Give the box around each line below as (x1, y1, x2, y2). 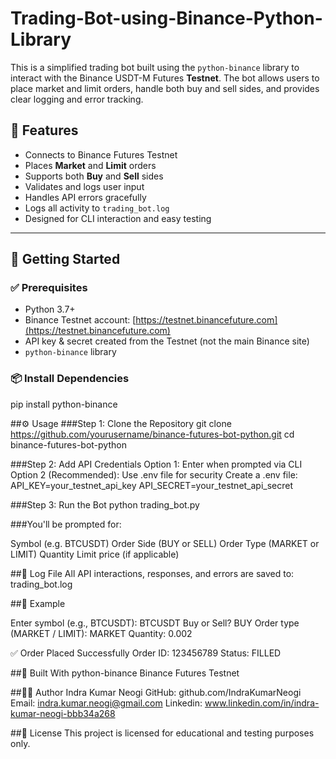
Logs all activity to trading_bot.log (24, 202, 170, 214)
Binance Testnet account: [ (24, 314, 137, 326)
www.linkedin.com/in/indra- (204, 697, 320, 709)
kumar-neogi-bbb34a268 (10, 707, 116, 719)
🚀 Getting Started (10, 251, 121, 268)
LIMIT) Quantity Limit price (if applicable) (10, 548, 180, 560)
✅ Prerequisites (10, 281, 88, 295)
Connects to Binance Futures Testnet (24, 148, 178, 161)
